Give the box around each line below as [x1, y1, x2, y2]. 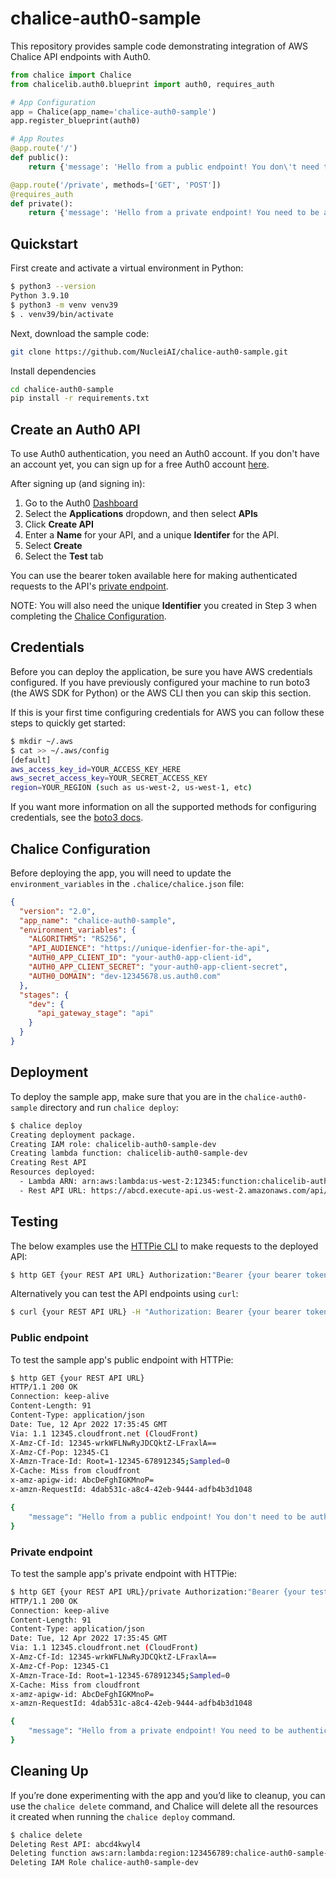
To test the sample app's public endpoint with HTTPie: [10, 1353, 234, 1366]
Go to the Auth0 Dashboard [24, 497, 139, 509]
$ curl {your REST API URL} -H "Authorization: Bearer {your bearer [10, 1307, 302, 1317]
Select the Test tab [24, 550, 104, 562]
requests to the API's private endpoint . [10, 580, 169, 592]
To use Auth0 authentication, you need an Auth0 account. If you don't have [10, 448, 320, 460]
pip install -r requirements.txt [10, 393, 150, 404]
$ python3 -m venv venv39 [10, 300, 118, 310]
